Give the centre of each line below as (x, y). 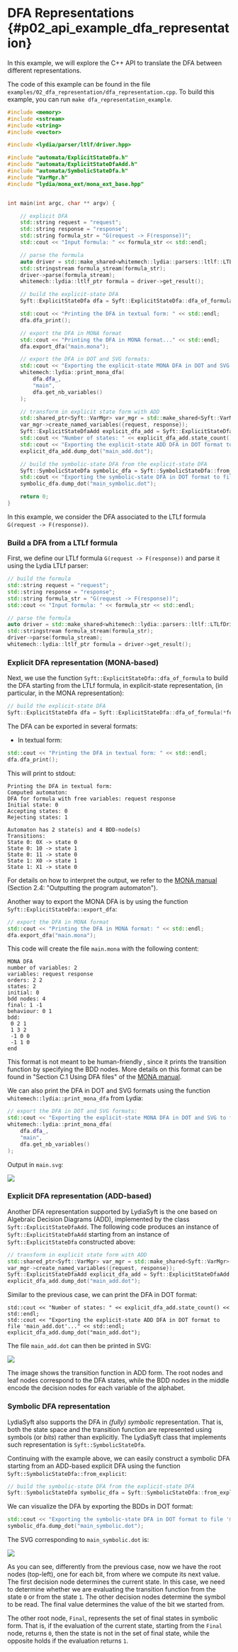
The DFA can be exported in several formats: (73, 726)
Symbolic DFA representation (59, 1406)
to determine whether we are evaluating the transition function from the (112, 1589)
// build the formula (39, 579)
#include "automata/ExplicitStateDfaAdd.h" (73, 165)
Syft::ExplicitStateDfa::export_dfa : (62, 909)
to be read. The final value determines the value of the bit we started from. (116, 1604)
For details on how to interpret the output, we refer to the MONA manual (112, 880)
